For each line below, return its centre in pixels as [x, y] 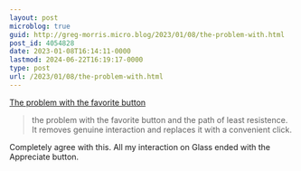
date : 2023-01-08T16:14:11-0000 [70, 52]
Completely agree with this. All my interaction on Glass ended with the [140, 147]
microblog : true [40, 26]
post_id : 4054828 [42, 43]
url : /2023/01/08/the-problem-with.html [87, 77]
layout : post [34, 18]
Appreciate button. [44, 157]
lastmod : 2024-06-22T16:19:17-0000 [76, 60]
